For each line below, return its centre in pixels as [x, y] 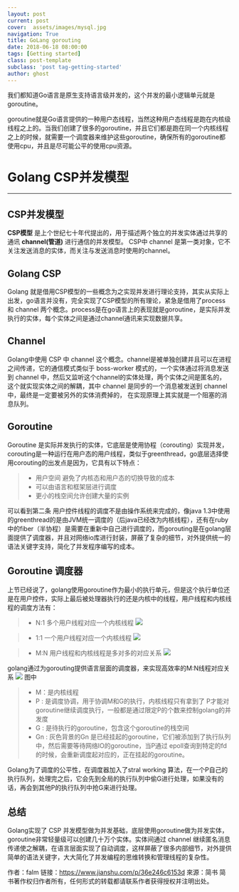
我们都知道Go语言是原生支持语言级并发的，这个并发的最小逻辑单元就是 [111, 95]
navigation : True [33, 34]
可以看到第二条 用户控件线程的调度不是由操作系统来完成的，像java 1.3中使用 [119, 511]
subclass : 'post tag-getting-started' [65, 67]
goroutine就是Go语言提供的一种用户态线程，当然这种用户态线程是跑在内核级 [119, 119]
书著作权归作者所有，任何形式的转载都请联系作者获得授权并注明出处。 [110, 881]
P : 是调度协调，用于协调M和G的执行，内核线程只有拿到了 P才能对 [132, 701]
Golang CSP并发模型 [68, 177]
